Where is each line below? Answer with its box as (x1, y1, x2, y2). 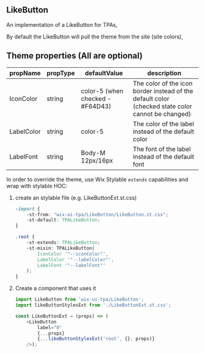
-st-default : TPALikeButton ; (26, 217, 101, 224)
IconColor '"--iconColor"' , (37, 250, 109, 257)
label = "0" (37, 324, 62, 330)
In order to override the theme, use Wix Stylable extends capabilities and (6, 175, 189, 183)
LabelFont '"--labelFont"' (37, 262, 106, 268)
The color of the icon (132, 79, 193, 87)
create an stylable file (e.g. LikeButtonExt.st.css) (15, 194, 137, 201)
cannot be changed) (132, 109, 191, 118)
